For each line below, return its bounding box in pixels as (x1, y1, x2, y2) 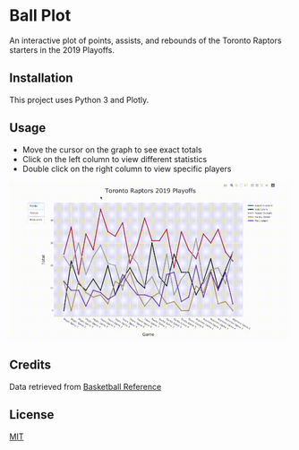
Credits (9, 358, 52, 373)
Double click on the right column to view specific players (21, 163, 232, 174)
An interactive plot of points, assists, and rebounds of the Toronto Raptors (9, 35, 282, 46)
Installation (9, 71, 73, 86)
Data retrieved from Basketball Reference (9, 381, 162, 392)
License (9, 407, 55, 422)
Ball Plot (9, 5, 72, 26)
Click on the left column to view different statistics (21, 153, 208, 164)
